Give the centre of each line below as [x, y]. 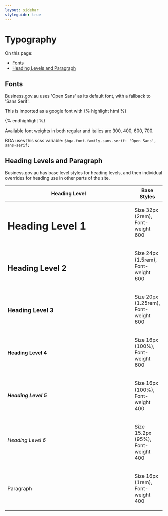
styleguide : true [23, 15]
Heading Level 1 [47, 226]
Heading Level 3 [31, 310]
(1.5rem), [146, 260]
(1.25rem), [148, 303]
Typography [31, 39]
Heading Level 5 [27, 395]
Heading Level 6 [27, 440]
